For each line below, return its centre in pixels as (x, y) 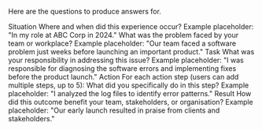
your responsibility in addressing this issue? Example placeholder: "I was (126, 60)
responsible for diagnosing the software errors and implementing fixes (122, 69)
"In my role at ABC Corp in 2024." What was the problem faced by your (123, 35)
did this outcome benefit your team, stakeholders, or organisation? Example (131, 102)
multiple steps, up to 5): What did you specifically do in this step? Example (129, 85)
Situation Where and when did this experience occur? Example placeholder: (131, 26)
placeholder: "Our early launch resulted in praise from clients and (114, 110)
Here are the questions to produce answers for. (85, 11)
